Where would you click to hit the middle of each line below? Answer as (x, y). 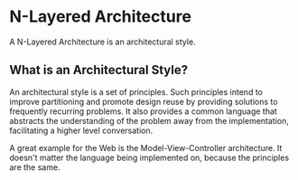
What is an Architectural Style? (99, 70)
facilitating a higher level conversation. (81, 130)
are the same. (35, 167)
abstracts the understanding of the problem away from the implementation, (149, 120)
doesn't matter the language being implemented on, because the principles (149, 157)
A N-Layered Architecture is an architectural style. (102, 42)
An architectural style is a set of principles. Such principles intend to (136, 91)
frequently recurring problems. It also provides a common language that (143, 111)
